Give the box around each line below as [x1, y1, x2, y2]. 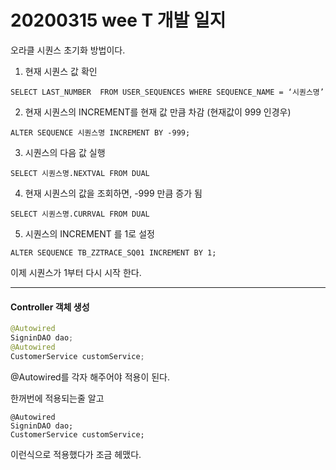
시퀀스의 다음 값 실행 [24, 146, 106, 158]
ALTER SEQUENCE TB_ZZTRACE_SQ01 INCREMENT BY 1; [10, 247, 217, 258]
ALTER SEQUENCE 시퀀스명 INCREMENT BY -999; [10, 127, 191, 138]
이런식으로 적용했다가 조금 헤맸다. [10, 448, 142, 460]
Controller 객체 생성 [10, 301, 90, 313]
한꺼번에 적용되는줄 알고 [10, 392, 105, 404]
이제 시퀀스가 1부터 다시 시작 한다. [10, 266, 142, 278]
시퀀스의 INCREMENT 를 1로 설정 [24, 227, 155, 240]
